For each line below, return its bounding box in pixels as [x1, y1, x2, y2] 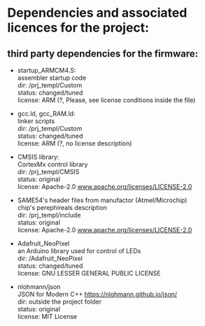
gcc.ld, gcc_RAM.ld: [17, 110, 76, 118]
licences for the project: [7, 20, 149, 36]
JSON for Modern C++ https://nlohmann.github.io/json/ [17, 290, 178, 298]
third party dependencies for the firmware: [7, 48, 199, 59]
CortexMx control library [17, 160, 88, 169]
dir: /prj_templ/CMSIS [17, 168, 80, 176]
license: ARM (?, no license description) [17, 139, 132, 148]
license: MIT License [17, 313, 78, 320]
